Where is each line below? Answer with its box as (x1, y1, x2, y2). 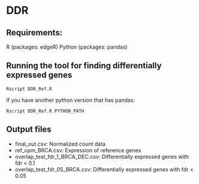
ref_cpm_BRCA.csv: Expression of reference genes (14, 146, 141, 153)
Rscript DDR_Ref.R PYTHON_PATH (6, 108, 85, 114)
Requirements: (6, 28, 63, 38)
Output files (6, 124, 52, 135)
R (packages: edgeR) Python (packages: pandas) (6, 43, 128, 50)
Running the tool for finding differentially (6, 61, 162, 71)
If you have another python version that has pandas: (6, 96, 135, 104)
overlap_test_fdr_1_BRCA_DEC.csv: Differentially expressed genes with (14, 153, 189, 160)
